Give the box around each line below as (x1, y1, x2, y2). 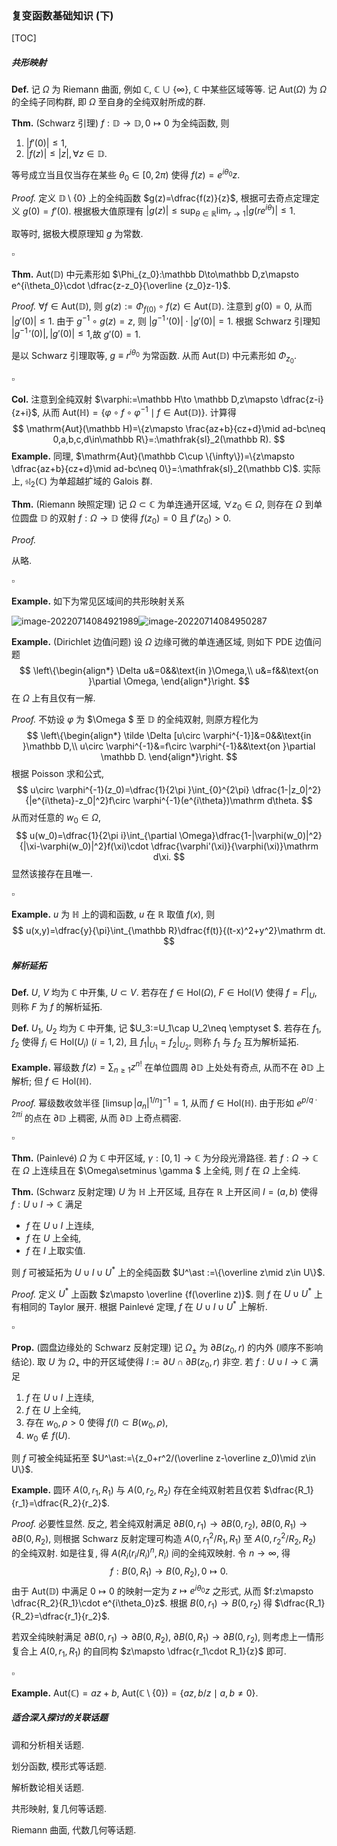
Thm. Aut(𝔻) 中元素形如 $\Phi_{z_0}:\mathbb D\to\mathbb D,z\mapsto (11, 268, 299, 281)
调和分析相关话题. (11, 1738, 85, 1751)
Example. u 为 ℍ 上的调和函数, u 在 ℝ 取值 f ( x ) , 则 (11, 908, 216, 920)
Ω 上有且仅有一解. (22, 692, 96, 704)
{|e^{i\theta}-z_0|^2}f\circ (25, 795, 131, 807)
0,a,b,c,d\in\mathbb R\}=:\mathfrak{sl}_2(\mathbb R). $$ (52, 433, 286, 445)
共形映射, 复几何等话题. (11, 1802, 108, 1814)
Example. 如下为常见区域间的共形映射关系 (11, 595, 186, 607)
